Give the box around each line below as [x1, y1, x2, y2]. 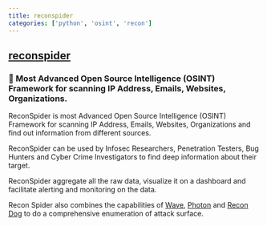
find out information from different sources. [8, 128, 152, 138]
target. [8, 161, 30, 171]
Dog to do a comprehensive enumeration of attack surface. [8, 209, 204, 219]
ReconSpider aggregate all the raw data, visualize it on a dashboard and [8, 176, 246, 186]
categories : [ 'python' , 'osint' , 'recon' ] [8, 19, 152, 27]
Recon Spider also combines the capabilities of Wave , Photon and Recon [8, 200, 249, 210]
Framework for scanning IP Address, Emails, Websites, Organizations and [8, 119, 251, 129]
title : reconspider [8, 11, 74, 20]
